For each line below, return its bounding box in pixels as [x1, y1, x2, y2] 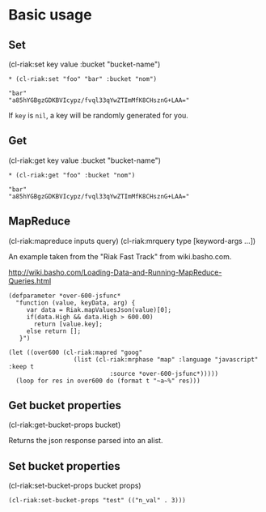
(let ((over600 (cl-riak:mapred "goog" [8, 348, 143, 356]
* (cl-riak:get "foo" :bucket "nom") [8, 171, 136, 179]
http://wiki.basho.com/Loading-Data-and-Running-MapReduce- [8, 267, 222, 277]
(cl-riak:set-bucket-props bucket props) [8, 480, 141, 491]
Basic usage [8, 6, 92, 24]
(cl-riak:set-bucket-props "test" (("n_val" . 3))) [8, 497, 186, 505]
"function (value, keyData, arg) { [15, 298, 136, 307]
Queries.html [8, 275, 52, 285]
